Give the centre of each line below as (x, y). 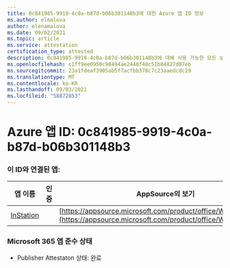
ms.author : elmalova (37, 20)
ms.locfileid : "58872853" (44, 96)
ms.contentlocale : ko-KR (42, 83)
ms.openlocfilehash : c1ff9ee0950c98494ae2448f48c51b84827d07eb (99, 64)
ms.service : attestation (42, 45)
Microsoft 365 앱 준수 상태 (50, 241)
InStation (25, 215)
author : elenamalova (37, 26)
